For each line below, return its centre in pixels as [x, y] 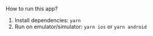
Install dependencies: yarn [48, 20]
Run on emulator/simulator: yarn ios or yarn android [80, 27]
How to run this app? [32, 9]
